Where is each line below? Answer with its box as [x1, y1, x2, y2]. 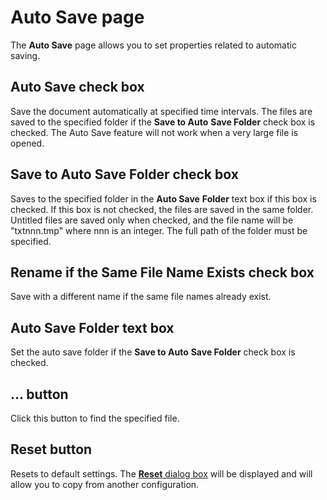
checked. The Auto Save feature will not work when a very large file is [10, 126, 299, 138]
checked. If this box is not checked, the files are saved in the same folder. [10, 203, 314, 215]
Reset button [10, 441, 93, 458]
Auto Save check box [10, 79, 145, 96]
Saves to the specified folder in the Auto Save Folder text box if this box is [10, 192, 317, 205]
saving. [10, 49, 41, 61]
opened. [10, 137, 45, 149]
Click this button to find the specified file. [10, 412, 180, 424]
